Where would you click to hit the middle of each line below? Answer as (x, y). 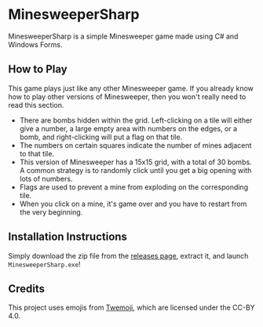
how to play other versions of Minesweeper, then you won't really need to (127, 97)
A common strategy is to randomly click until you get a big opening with (135, 170)
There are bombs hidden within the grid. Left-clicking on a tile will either (136, 120)
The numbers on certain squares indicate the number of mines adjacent (135, 145)
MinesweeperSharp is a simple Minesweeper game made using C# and (123, 36)
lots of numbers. (46, 178)
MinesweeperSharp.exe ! (44, 264)
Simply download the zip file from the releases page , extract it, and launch (128, 255)
